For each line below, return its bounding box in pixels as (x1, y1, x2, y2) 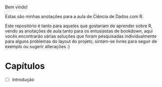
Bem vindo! (5, 4, 28, 10)
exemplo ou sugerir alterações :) (5, 44, 71, 49)
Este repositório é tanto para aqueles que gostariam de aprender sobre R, (5, 23, 153, 29)
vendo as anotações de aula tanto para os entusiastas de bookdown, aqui (5, 28, 153, 34)
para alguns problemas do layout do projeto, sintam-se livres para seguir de (5, 38, 157, 44)
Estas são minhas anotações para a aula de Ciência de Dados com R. (5, 14, 144, 19)
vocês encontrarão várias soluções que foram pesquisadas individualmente (5, 34, 157, 39)
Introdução (12, 76, 35, 82)
